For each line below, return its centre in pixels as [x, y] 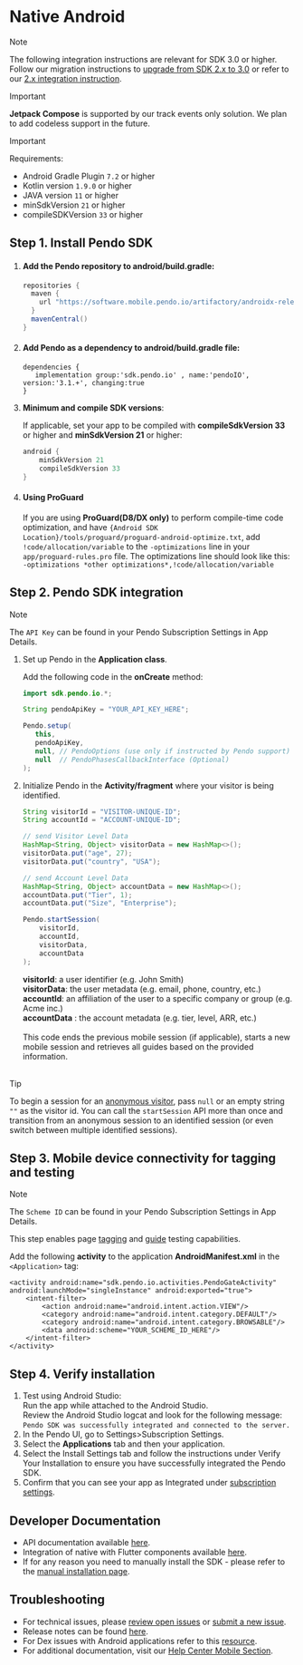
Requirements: [36, 158]
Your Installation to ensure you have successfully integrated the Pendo [154, 1463]
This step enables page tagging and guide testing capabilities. [125, 1239]
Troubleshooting [57, 1600]
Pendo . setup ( [47, 726]
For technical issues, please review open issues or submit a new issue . [154, 1621]
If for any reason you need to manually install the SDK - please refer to [154, 1562]
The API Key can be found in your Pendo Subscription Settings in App [139, 632]
